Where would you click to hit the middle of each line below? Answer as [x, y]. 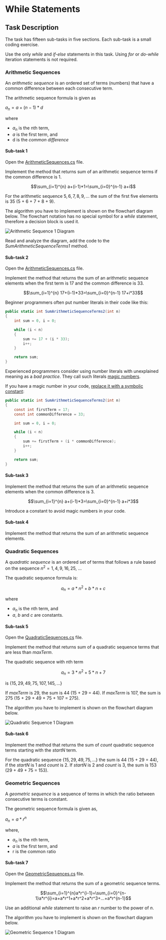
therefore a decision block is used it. [42, 222]
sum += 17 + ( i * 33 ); [46, 339]
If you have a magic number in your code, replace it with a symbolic [74, 386]
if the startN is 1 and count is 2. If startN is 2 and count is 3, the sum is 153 [81, 765]
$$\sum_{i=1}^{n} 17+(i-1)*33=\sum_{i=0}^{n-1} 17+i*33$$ [83, 293]
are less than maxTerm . [29, 652]
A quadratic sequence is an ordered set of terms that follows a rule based [81, 562]
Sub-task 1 [16, 151]
